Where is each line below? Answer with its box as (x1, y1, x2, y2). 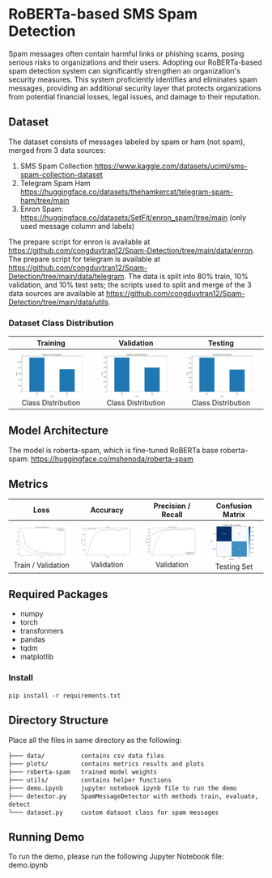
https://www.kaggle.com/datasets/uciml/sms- (94, 161, 249, 171)
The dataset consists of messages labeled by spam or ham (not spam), (8, 137, 245, 146)
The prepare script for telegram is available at (8, 254, 160, 264)
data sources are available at (8, 288, 104, 298)
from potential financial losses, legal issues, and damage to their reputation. (8, 91, 261, 101)
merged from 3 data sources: (8, 145, 106, 155)
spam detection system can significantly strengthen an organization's (8, 66, 241, 75)
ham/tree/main (19, 195, 70, 205)
